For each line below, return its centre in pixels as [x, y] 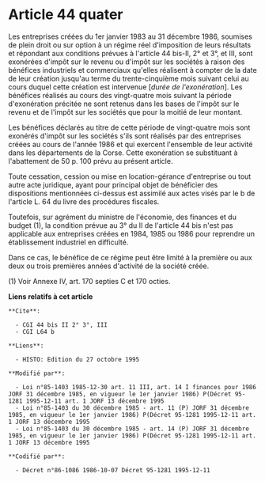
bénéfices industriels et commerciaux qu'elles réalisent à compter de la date [132, 70]
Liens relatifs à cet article [51, 296]
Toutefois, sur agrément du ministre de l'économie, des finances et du [123, 217]
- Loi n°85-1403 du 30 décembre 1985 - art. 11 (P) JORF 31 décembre [132, 408]
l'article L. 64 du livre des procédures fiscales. [84, 201]
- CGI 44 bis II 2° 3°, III [62, 325]
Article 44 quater [66, 15]
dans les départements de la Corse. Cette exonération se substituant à [123, 153]
